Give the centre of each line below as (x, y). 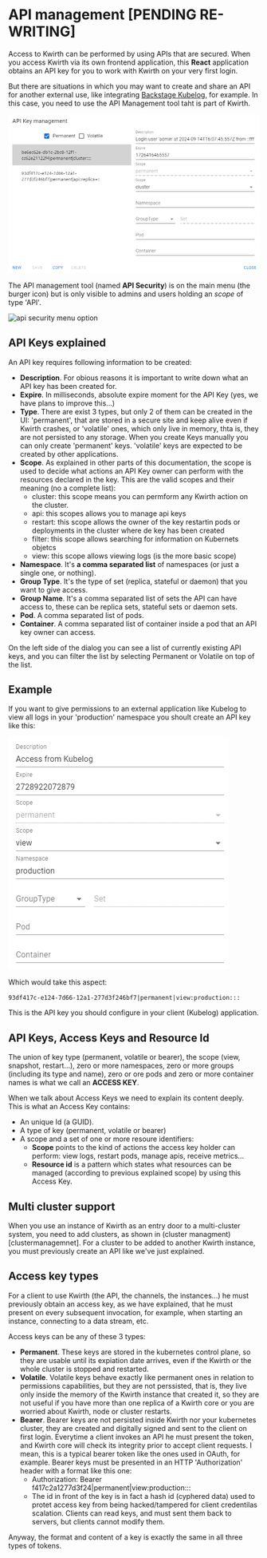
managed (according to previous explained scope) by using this (136, 1173)
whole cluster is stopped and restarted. (84, 1369)
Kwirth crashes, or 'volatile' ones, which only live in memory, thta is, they (139, 428)
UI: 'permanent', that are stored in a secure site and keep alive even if (134, 420)
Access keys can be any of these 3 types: (77, 1336)
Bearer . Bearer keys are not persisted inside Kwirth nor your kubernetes (138, 1420)
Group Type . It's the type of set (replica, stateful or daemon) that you (133, 581)
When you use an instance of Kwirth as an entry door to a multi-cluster (124, 1225)
